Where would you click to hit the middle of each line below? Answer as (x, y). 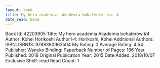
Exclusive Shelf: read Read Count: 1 (42, 61)
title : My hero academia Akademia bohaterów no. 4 (62, 15)
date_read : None (22, 19)
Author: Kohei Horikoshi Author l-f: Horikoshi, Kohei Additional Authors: (79, 39)
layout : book (19, 10)
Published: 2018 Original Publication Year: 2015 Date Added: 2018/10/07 (80, 55)
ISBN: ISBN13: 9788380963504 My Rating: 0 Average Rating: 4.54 (74, 45)
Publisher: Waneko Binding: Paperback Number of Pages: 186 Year (75, 50)
